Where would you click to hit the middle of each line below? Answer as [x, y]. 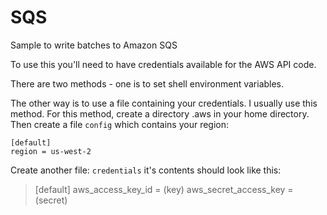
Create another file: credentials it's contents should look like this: [146, 170]
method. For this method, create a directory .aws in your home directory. [160, 113]
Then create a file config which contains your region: [120, 124]
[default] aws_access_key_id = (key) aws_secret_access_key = [164, 189]
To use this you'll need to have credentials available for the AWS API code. [163, 64]
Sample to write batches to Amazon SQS [94, 45]
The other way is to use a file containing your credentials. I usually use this [164, 103]
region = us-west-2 [51, 151]
